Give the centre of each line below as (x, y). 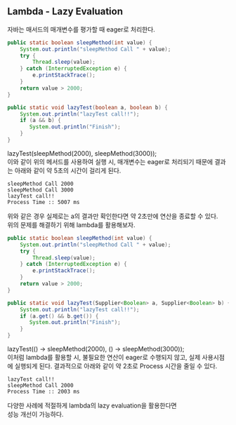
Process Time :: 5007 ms (44, 202)
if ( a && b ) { (40, 121)
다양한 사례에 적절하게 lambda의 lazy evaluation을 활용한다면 (92, 405)
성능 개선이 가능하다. (35, 414)
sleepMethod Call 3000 (40, 190)
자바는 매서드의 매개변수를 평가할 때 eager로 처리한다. (81, 29)
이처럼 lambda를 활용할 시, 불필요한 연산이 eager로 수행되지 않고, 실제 (104, 358)
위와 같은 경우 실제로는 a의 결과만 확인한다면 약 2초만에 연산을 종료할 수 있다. (113, 216)
